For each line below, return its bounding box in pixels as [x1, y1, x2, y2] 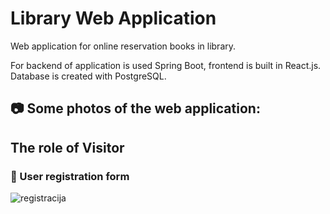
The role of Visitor [10, 139, 125, 156]
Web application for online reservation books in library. [10, 40, 237, 52]
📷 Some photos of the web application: [10, 100, 261, 117]
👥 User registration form [10, 169, 130, 183]
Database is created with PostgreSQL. [10, 70, 167, 82]
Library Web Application [10, 7, 217, 30]
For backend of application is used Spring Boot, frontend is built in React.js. [10, 59, 322, 71]
